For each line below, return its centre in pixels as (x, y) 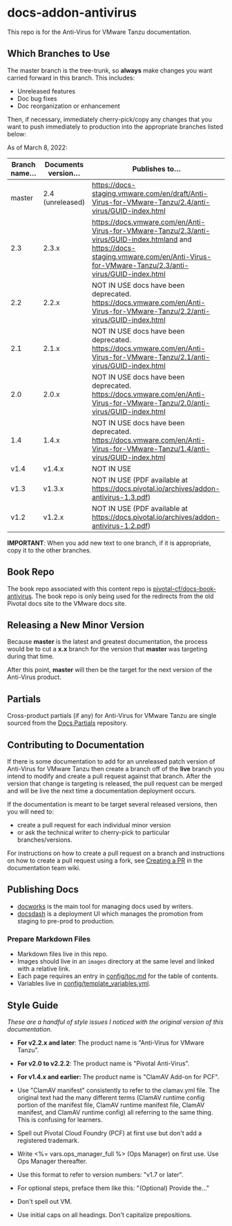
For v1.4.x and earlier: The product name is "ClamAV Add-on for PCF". (118, 1076)
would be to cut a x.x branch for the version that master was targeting (107, 649)
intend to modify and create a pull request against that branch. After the (109, 776)
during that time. (31, 656)
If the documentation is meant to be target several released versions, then (112, 804)
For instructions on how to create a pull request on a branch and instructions (116, 853)
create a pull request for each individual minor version (94, 825)
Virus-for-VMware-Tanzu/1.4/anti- (151, 449)
